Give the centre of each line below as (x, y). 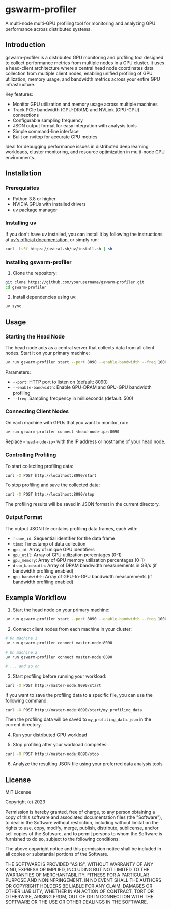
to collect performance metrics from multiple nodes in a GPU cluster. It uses (85, 63)
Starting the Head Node (35, 336)
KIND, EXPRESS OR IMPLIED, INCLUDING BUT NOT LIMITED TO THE (77, 870)
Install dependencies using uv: (45, 297)
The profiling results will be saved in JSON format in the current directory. (83, 504)
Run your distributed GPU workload (50, 735)
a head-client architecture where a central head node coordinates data (79, 68)
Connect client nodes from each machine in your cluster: (72, 629)
